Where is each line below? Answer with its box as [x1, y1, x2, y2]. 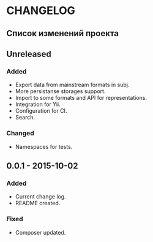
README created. [15, 200, 61, 207]
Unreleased [6, 48, 52, 59]
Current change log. [15, 193, 66, 200]
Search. [15, 114, 35, 121]
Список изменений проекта [6, 28, 119, 39]
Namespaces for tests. [15, 143, 73, 150]
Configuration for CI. [15, 107, 67, 115]
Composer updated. [15, 229, 66, 236]
